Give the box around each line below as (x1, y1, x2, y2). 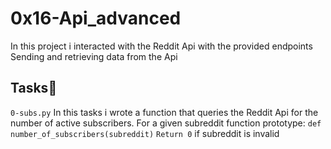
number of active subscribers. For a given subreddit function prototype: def (10, 117, 322, 129)
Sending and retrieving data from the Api (10, 50, 178, 62)
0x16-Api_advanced (10, 7, 182, 30)
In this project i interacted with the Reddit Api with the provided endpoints (10, 40, 313, 52)
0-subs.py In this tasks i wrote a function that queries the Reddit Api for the (10, 106, 319, 118)
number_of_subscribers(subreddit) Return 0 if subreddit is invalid (10, 127, 280, 139)
